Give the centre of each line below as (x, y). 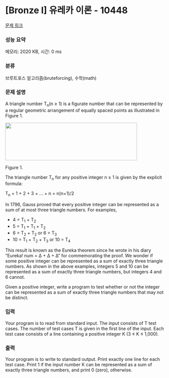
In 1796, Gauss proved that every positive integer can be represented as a (82, 205)
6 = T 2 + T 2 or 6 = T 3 (35, 233)
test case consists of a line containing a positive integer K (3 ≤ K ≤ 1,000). (82, 334)
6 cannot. (15, 277)
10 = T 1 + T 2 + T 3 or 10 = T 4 (41, 240)
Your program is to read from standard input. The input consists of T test (81, 323)
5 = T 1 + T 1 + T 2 (29, 227)
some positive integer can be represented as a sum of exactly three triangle (84, 261)
